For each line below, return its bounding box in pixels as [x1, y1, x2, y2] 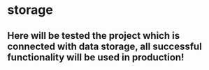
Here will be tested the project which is [7, 30, 180, 42]
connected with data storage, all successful [7, 40, 203, 52]
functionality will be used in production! [7, 51, 185, 63]
